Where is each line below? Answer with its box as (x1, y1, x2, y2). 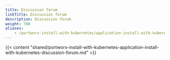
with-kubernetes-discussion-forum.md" (5, 49, 89, 55)
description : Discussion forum (5, 16, 71, 21)
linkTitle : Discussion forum (5, 12, 67, 17)
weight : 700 (5, 21, 30, 26)
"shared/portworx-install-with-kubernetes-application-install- (30, 44, 159, 50)
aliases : (5, 26, 24, 31)
